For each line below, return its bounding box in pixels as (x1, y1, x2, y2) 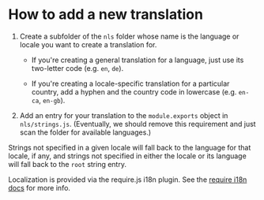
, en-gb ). (38, 95, 66, 105)
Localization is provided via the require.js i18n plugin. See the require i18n (8, 175, 247, 184)
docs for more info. (8, 183, 71, 192)
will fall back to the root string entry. (8, 159, 126, 169)
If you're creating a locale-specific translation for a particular (31, 79, 230, 88)
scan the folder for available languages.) (19, 128, 152, 137)
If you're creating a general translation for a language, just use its (31, 55, 244, 65)
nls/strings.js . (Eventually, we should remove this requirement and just (19, 119, 256, 128)
